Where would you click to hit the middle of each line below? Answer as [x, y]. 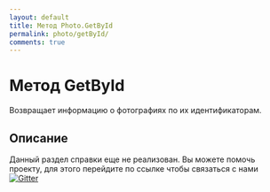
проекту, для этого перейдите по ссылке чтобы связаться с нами [134, 169]
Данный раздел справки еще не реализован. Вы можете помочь [132, 159]
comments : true [37, 42]
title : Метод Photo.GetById [61, 26]
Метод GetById [67, 86]
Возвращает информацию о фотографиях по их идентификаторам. [135, 111]
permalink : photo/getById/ [59, 34]
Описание [39, 138]
